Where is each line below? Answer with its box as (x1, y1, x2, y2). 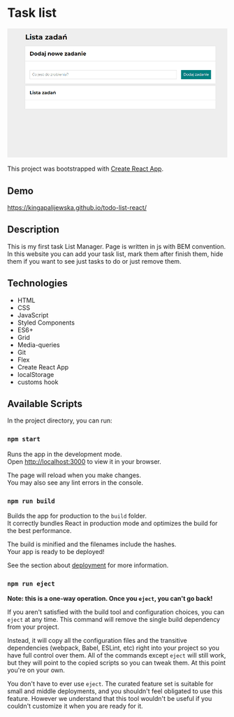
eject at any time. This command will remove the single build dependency (7, 616, 221, 624)
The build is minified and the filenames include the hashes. (7, 540, 177, 548)
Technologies (7, 278, 68, 290)
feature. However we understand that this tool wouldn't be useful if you (7, 695, 212, 703)
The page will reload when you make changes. (7, 471, 142, 479)
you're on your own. (7, 666, 65, 674)
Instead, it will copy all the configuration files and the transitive (7, 637, 187, 645)
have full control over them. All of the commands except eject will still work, (7, 651, 226, 660)
